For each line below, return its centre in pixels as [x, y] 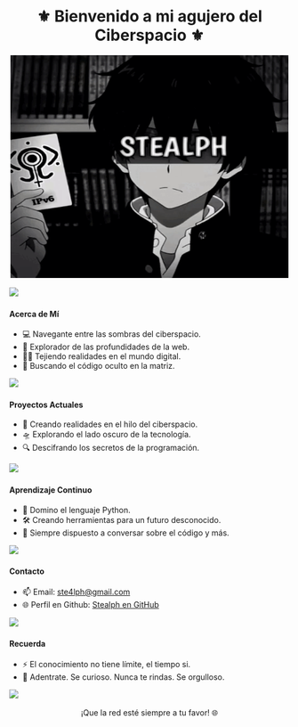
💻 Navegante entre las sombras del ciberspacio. [112, 334]
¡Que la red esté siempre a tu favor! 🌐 [149, 712]
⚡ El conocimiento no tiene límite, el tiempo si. [106, 664]
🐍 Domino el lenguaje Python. [76, 510]
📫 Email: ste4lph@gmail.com [76, 592]
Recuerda [28, 644]
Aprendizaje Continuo [51, 490]
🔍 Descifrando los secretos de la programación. [111, 448]
